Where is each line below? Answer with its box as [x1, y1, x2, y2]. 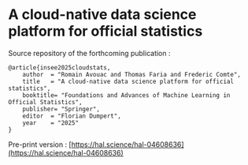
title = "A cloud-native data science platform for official [22, 77, 235, 85]
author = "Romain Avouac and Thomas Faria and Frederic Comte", [22, 70, 242, 78]
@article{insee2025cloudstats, [8, 63, 111, 72]
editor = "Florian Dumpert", [22, 112, 122, 120]
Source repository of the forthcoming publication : [8, 48, 171, 58]
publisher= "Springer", [22, 105, 101, 113]
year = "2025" [22, 118, 80, 127]
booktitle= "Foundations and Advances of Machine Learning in [22, 91, 231, 99]
